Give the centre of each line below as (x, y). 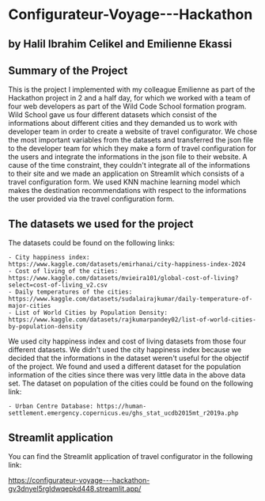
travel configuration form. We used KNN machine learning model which (125, 182)
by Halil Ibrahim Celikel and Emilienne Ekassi (120, 44)
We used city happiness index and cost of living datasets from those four (127, 341)
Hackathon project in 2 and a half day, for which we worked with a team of (129, 98)
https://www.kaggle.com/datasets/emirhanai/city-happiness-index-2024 (127, 264)
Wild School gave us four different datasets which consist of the (113, 115)
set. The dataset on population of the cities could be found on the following (131, 383)
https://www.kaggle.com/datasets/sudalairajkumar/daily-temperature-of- (131, 299)
